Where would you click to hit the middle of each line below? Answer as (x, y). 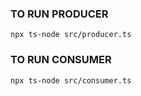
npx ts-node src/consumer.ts (71, 80)
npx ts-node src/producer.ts (71, 35)
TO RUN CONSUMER (61, 60)
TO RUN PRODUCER (59, 14)
